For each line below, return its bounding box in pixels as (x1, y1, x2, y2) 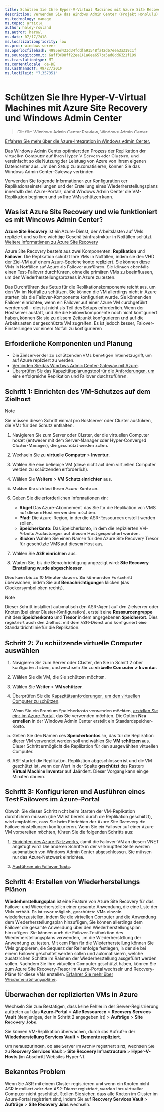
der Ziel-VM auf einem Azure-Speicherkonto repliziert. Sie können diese (5, 259, 150, 265)
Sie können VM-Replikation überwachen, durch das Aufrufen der (5, 1028, 136, 1034)
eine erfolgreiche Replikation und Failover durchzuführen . (12, 373, 128, 379)
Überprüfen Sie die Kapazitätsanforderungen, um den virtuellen (12, 693, 140, 699)
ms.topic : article (5, 21, 42, 26)
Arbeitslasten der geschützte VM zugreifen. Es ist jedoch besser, (5, 320, 136, 326)
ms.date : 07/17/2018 (5, 35, 47, 40)
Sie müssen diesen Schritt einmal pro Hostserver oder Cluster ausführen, (5, 418, 152, 423)
